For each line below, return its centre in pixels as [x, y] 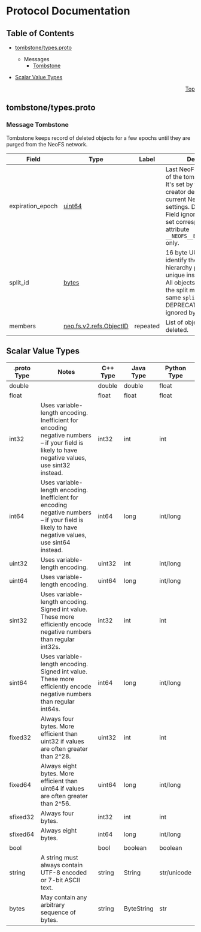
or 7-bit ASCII [60, 880]
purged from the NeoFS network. [47, 144]
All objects [180, 282]
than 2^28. [56, 756]
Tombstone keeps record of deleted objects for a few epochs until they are [98, 138]
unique [175, 275]
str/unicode [176, 873]
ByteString [138, 909]
